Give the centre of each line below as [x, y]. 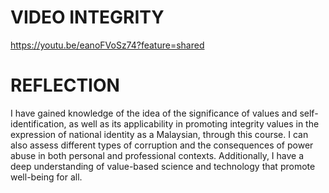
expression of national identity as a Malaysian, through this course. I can [159, 134]
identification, [38, 123]
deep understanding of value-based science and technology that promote [163, 166]
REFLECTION [65, 85]
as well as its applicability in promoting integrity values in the [194, 123]
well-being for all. [46, 177]
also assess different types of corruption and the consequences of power [162, 145]
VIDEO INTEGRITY [87, 17]
